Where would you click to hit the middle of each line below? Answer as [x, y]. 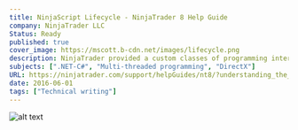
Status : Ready [35, 34]
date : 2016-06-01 [41, 83]
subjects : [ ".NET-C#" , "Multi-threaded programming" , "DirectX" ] [132, 67]
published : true [39, 42]
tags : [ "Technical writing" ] [63, 91]
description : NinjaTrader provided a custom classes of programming [138, 58]
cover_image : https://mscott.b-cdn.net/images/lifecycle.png [125, 50]
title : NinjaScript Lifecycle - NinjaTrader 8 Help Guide [118, 17]
